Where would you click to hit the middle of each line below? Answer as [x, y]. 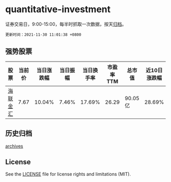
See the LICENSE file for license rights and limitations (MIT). [68, 174]
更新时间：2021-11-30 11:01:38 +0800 [43, 35]
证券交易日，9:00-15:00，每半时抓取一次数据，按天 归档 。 [66, 24]
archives [14, 146]
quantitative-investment [58, 9]
